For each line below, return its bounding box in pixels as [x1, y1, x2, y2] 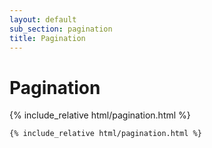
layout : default [9, 14, 77, 25]
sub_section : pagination [9, 24, 113, 34]
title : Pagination [9, 33, 86, 43]
